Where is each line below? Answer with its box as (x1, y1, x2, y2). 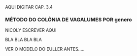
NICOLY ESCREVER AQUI (5, 27, 57, 33)
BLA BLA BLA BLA (5, 37, 42, 43)
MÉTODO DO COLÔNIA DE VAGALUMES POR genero (5, 16, 132, 23)
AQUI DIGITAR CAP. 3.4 (5, 4, 53, 10)
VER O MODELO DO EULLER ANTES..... (5, 46, 85, 52)
